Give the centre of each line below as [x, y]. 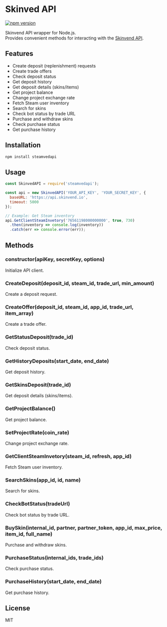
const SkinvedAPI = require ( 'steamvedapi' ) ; [52, 184]
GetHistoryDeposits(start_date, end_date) [57, 361]
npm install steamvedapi [31, 157]
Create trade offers [32, 71]
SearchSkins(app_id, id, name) [43, 480]
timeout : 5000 [24, 202]
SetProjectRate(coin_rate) [37, 432]
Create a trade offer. [26, 324]
